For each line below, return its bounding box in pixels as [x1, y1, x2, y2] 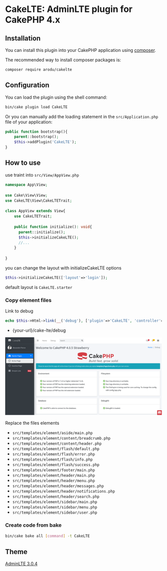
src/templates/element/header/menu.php [12, 478, 95, 484]
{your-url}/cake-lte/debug [12, 327, 66, 333]
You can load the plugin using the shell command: [5, 94, 107, 100]
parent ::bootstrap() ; [14, 134, 59, 139]
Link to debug [5, 308, 34, 314]
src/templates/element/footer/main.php [12, 468, 95, 473]
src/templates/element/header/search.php [12, 494, 99, 500]
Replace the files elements [5, 420, 60, 426]
